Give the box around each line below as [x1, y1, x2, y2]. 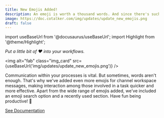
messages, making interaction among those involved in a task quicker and [5, 83, 154, 89]
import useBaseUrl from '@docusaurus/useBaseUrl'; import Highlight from [5, 34, 155, 40]
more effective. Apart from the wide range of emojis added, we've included [5, 88, 156, 94]
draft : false [5, 20, 32, 26]
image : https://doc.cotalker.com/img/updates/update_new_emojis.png [5, 16, 147, 21]
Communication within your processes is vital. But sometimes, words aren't [5, 72, 157, 78]
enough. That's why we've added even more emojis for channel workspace [5, 78, 157, 84]
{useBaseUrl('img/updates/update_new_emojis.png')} [5, 63, 113, 69]
